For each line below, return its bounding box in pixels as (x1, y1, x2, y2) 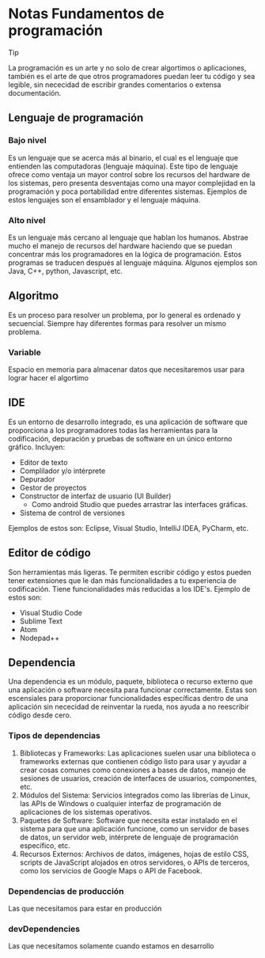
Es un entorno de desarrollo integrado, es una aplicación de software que (8, 417, 248, 426)
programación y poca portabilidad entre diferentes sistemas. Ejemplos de (8, 187, 248, 196)
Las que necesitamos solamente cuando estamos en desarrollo (8, 941, 215, 951)
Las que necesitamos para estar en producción (8, 903, 162, 914)
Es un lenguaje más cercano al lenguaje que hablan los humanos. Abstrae (8, 233, 249, 242)
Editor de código (8, 547, 91, 560)
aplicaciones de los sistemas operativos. (19, 807, 153, 816)
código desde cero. (8, 710, 72, 720)
